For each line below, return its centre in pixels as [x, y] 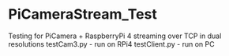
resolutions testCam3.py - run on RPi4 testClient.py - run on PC [111, 44]
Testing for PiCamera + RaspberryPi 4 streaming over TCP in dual [115, 36]
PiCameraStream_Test [83, 14]
